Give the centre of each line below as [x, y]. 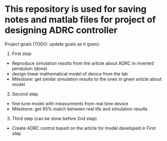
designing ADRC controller [61, 30]
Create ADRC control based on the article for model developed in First [84, 128]
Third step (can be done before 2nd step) [54, 118]
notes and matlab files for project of [80, 20]
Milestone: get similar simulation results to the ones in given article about [87, 79]
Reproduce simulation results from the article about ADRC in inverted [83, 63]
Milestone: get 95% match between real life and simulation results [80, 109]
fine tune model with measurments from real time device [70, 103]
